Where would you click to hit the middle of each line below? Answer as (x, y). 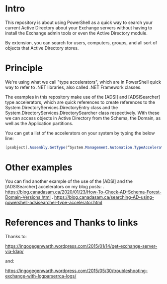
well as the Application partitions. (39, 123)
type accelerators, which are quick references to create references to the (80, 102)
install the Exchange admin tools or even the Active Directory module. (76, 33)
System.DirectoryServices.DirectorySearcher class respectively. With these (83, 113)
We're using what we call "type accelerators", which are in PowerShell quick (83, 82)
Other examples (39, 167)
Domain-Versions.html (28, 197)
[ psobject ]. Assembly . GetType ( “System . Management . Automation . (70, 147)
